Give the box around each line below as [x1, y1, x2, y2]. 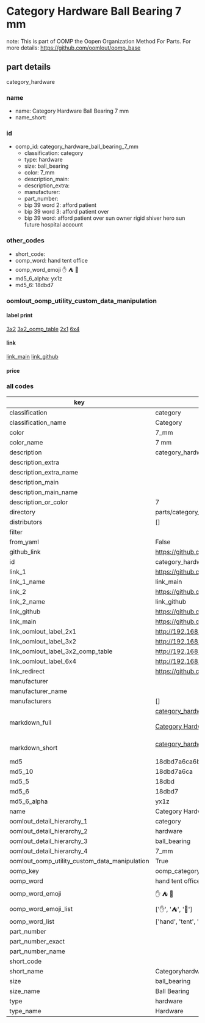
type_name [9, 1006, 41, 1015]
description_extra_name [9, 468, 78, 476]
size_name [9, 987, 40, 995]
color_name [9, 438, 43, 446]
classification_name [9, 418, 67, 427]
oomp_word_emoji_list [9, 904, 73, 913]
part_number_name [9, 947, 65, 956]
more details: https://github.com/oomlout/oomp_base [6, 44, 141, 51]
